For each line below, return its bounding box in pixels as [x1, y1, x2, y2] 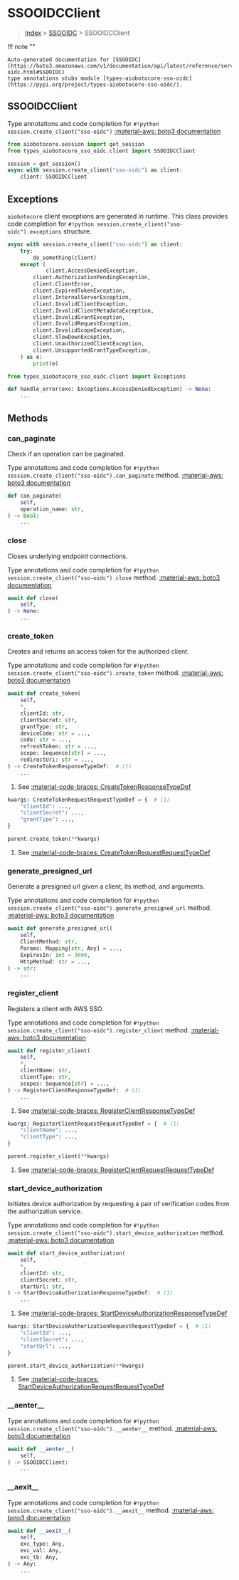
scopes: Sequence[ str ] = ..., [20, 1080, 110, 1087]
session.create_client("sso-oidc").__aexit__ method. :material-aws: [7, 1506, 214, 1514]
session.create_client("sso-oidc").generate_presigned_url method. [7, 904, 212, 912]
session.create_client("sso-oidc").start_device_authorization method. [7, 1228, 225, 1237]
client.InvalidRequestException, [33, 320, 132, 328]
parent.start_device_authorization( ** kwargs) [7, 1362, 144, 1369]
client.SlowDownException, [33, 333, 113, 341]
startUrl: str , [20, 1283, 65, 1290]
